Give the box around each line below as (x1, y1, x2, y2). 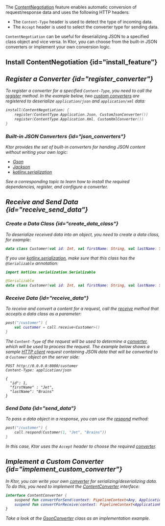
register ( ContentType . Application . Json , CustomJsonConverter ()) (14, 112, 148, 117)
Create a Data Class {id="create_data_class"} (5, 220, 119, 227)
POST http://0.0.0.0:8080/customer (5, 363, 78, 369)
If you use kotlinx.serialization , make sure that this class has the (5, 255, 135, 261)
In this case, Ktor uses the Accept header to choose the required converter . (5, 443, 157, 450)
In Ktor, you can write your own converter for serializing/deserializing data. (5, 478, 157, 484)
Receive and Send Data (5, 198, 79, 206)
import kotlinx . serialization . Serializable (5, 269, 96, 275)
